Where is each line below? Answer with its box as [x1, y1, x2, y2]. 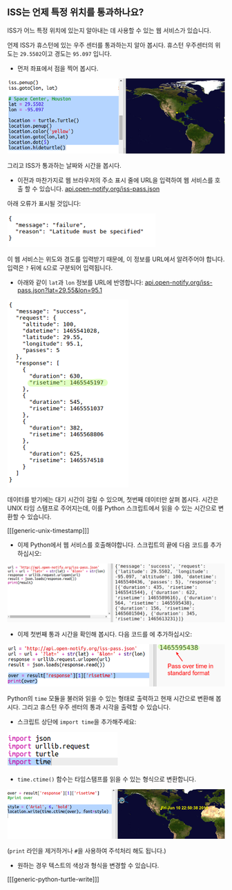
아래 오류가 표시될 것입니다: [7, 199, 81, 207]
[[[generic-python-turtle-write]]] [7, 875, 99, 883]
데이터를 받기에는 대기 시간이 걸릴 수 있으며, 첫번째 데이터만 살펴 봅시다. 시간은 [7, 495, 219, 503]
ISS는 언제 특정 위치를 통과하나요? [7, 6, 144, 19]
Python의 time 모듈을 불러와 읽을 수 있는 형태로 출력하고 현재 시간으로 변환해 [7, 694, 215, 702]
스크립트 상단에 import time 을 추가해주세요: [17, 717, 137, 726]
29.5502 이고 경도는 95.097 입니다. [19, 49, 112, 57]
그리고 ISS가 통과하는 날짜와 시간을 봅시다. [7, 161, 122, 169]
